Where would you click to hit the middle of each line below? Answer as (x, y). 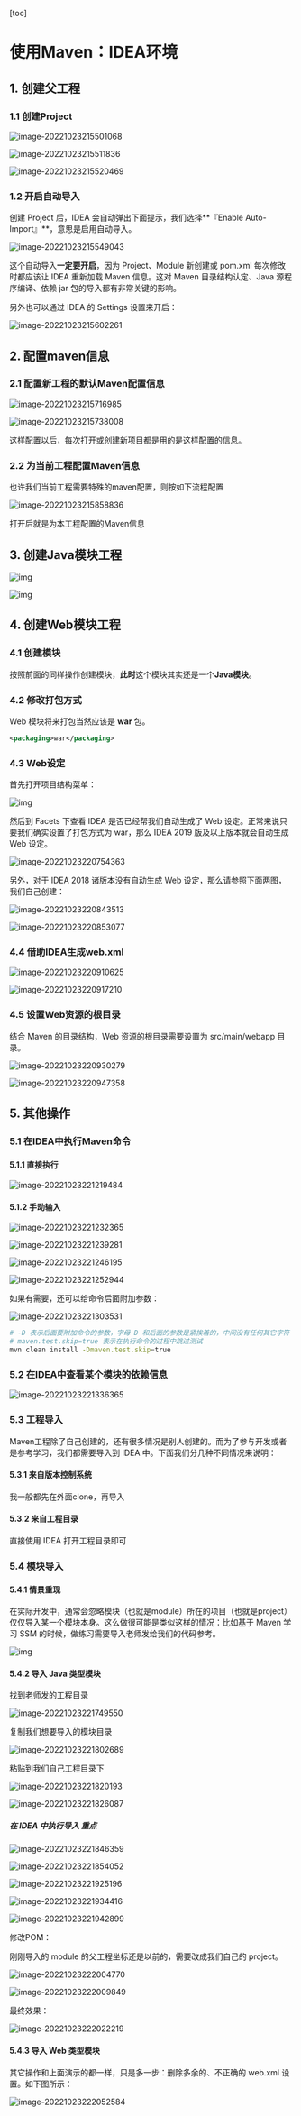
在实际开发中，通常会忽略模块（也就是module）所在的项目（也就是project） (151, 1611)
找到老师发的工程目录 (49, 1695)
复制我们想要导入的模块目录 (61, 1732)
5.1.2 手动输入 (35, 1206)
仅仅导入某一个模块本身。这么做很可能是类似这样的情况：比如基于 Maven (146, 1623)
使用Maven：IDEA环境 (94, 52)
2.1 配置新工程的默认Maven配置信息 (87, 384)
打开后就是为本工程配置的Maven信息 (78, 524)
